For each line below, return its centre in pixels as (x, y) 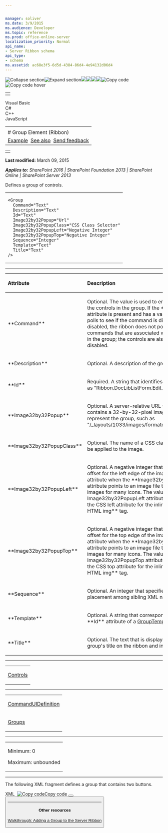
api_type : (15, 55)
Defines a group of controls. (34, 185)
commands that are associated (123, 333)
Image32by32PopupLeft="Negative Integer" (63, 230)
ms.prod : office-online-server (38, 37)
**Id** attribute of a (112, 622)
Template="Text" (32, 245)
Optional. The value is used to (122, 302)
